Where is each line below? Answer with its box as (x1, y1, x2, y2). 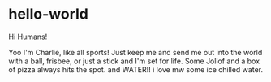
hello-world (8, 5, 89, 24)
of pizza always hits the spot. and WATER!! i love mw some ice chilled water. (8, 64, 264, 74)
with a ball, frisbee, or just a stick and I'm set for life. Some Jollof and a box (8, 56, 260, 66)
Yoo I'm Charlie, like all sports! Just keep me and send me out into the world (8, 47, 263, 57)
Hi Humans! (8, 32, 48, 41)
